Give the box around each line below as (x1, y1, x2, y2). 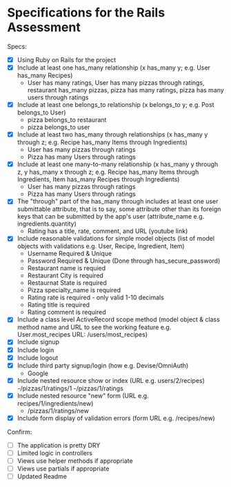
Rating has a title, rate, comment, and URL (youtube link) (27, 227, 188, 235)
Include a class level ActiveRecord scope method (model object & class (17, 315, 221, 324)
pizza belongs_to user (27, 123, 90, 132)
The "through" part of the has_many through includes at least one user (17, 197, 219, 206)
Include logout (17, 353, 59, 361)
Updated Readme (17, 473, 68, 481)
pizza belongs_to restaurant (27, 116, 107, 124)
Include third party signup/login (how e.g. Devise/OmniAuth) (17, 361, 189, 370)
